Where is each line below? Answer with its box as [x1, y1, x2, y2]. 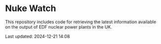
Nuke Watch [5, 3, 57, 14]
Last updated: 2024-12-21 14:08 [5, 33, 70, 39]
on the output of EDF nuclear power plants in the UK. [5, 24, 112, 29]
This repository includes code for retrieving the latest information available [5, 19, 157, 25]
